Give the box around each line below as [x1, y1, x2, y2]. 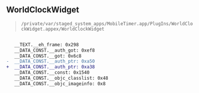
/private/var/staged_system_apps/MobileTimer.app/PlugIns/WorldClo [20, 20, 193, 26]
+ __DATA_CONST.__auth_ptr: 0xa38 [6, 64, 95, 70]
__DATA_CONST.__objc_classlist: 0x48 [14, 75, 109, 82]
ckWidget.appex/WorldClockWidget [20, 26, 105, 32]
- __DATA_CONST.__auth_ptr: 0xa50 [6, 58, 95, 65]
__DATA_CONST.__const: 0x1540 [14, 70, 90, 76]
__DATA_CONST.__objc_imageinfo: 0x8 [14, 80, 106, 86]
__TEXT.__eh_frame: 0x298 [14, 41, 79, 47]
